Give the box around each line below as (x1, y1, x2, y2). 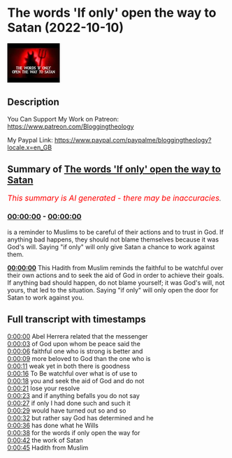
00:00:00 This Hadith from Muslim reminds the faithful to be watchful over (7, 263, 224, 272)
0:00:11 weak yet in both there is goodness (7, 362, 131, 370)
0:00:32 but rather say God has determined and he (7, 413, 154, 422)
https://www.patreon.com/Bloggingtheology (7, 122, 134, 131)
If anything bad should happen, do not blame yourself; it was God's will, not (7, 278, 225, 287)
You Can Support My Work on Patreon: (7, 114, 119, 123)
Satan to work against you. (7, 293, 85, 302)
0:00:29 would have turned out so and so (7, 406, 126, 415)
